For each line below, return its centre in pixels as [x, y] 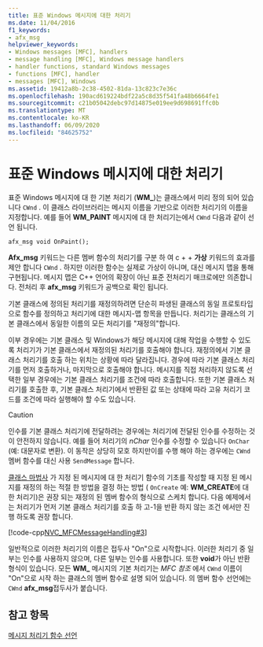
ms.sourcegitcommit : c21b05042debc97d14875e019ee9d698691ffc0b [114, 103]
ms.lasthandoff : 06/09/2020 [54, 125]
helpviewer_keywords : [44, 45]
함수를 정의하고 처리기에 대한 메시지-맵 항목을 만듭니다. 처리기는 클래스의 [134, 313]
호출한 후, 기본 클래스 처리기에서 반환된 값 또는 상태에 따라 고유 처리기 [135, 389]
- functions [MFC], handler [54, 74]
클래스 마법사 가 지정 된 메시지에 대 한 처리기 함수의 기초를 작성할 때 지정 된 [123, 477]
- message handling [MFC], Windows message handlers [96, 60]
